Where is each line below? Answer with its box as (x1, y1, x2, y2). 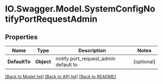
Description (78, 47, 106, 54)
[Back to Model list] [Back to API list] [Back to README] (5, 74, 116, 79)
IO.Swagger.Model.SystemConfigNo (5, 3, 156, 14)
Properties (5, 33, 38, 41)
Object (35, 58, 51, 65)
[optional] (133, 58, 156, 65)
